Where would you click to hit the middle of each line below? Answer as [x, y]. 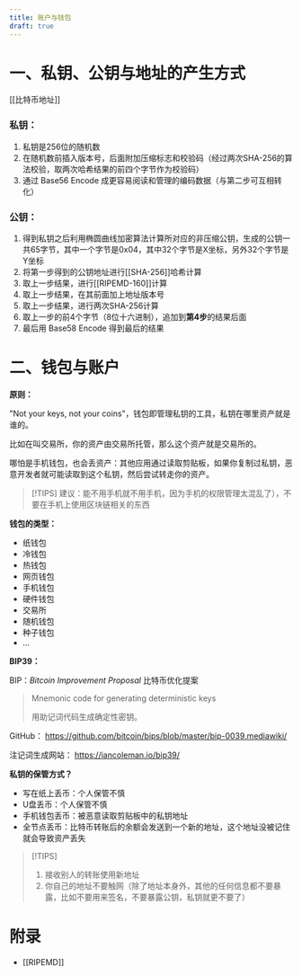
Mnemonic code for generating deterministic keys [124, 698]
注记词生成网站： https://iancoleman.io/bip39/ [95, 755]
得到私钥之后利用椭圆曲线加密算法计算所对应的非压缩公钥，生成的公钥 [152, 238]
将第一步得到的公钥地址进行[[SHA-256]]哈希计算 [112, 272]
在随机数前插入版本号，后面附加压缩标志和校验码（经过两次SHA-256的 [153, 157]
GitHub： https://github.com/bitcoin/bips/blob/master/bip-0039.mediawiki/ [148, 736]
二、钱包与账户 [65, 368]
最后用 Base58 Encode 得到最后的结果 [93, 328]
